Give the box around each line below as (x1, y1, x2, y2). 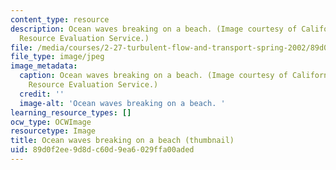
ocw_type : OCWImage (10, 117, 92, 127)
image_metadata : (10, 61, 78, 71)
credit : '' (19, 89, 65, 99)
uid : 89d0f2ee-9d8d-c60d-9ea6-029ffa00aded (10, 145, 195, 155)
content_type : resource (10, 14, 110, 25)
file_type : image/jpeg (10, 52, 105, 62)
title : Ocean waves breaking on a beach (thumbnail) (10, 136, 235, 146)
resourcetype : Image (10, 126, 97, 136)
